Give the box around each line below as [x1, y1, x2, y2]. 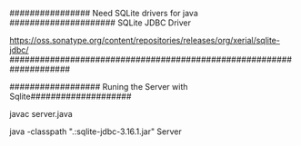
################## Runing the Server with [9, 82, 188, 92]
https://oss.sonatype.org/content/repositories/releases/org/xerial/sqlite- [9, 35, 280, 45]
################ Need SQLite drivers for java [9, 8, 198, 18]
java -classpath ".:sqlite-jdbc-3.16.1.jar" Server [9, 126, 182, 137]
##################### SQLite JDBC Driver [9, 17, 192, 28]
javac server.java [9, 109, 73, 119]
